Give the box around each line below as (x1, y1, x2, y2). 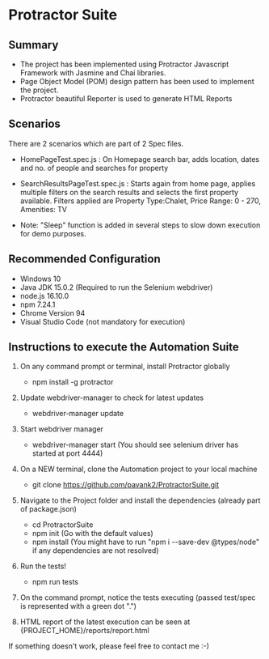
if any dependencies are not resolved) (32, 546, 159, 555)
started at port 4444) (32, 449, 103, 458)
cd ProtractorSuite (32, 520, 94, 529)
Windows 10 (19, 274, 61, 283)
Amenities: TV (19, 204, 67, 214)
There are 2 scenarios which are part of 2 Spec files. (8, 138, 184, 148)
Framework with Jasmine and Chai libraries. (19, 68, 166, 78)
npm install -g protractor (32, 377, 114, 387)
